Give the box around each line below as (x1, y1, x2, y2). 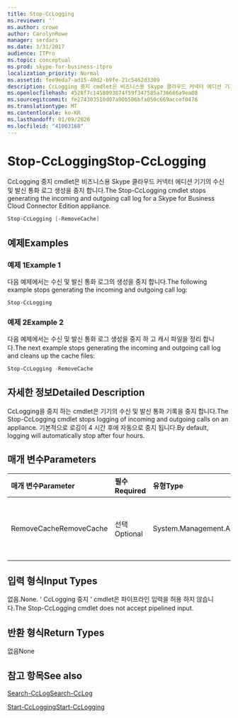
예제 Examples (7, 237, 69, 249)
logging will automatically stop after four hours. (7, 431, 145, 440)
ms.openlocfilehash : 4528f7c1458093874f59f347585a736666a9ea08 (7, 89, 198, 96)
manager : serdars (7, 37, 59, 44)
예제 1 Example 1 (7, 260, 62, 270)
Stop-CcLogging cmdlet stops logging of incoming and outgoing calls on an (7, 414, 229, 423)
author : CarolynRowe (7, 30, 69, 38)
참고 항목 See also (7, 670, 83, 682)
